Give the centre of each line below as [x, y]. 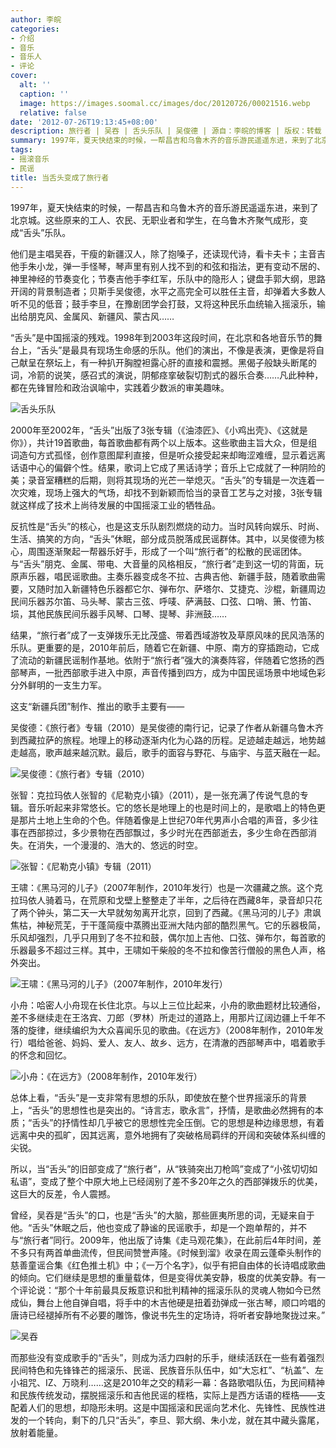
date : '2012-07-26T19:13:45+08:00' [84, 122]
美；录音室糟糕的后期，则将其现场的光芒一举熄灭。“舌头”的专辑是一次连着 [163, 480]
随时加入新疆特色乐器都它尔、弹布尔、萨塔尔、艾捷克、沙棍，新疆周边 [181, 588]
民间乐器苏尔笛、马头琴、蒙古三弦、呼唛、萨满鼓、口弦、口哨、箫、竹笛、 [163, 601]
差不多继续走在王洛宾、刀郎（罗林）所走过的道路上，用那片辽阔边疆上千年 [163, 1017]
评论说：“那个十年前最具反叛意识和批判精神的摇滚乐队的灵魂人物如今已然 [170, 1290]
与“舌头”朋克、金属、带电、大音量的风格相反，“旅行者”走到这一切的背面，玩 [167, 563]
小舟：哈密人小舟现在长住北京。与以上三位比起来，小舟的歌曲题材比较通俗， [168, 1005]
